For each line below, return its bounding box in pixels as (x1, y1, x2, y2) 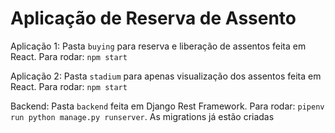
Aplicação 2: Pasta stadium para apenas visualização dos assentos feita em (10, 70, 322, 82)
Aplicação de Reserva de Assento (10, 7, 297, 30)
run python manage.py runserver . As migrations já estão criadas (10, 110, 275, 122)
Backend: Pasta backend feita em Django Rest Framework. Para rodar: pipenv (10, 100, 325, 112)
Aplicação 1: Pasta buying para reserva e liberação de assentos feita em (10, 40, 307, 52)
